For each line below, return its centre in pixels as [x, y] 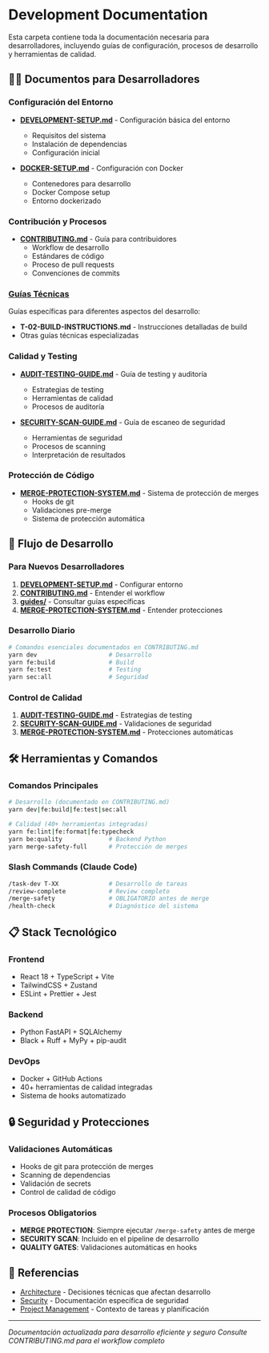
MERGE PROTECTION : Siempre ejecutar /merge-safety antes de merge [137, 1230]
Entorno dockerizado [66, 200]
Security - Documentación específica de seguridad [104, 1301]
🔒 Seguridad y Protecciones [79, 1122]
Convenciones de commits [76, 273]
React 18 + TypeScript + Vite [67, 976]
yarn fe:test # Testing [75, 670]
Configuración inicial [66, 152]
